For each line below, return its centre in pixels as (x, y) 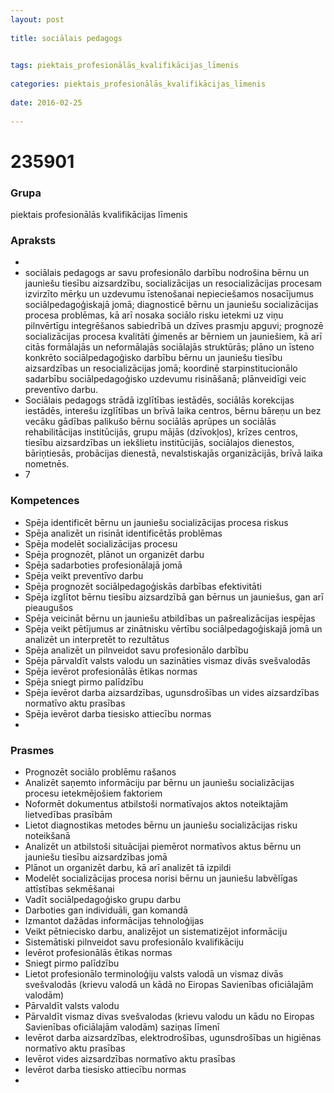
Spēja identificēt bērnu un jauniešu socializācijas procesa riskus (156, 522)
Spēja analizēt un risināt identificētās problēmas (123, 533)
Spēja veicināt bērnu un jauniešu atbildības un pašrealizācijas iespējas (170, 618)
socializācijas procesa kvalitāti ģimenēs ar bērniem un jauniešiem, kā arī (173, 337)
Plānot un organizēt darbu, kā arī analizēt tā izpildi (128, 867)
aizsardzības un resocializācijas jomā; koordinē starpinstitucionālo (161, 368)
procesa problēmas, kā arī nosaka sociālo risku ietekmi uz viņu (154, 315)
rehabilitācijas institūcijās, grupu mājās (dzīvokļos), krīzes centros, (161, 432)
